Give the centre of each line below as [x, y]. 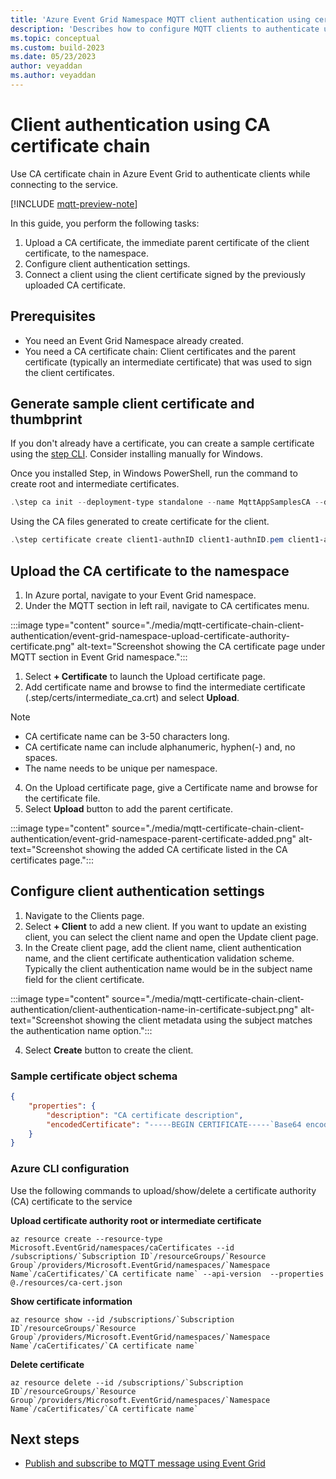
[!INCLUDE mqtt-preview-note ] [74, 203]
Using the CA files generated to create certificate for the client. [140, 522]
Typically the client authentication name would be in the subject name [168, 968]
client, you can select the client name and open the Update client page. [171, 937]
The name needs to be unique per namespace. [121, 768]
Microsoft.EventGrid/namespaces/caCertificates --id [122, 1247]
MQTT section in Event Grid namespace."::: [99, 657]
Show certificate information [71, 1301]
